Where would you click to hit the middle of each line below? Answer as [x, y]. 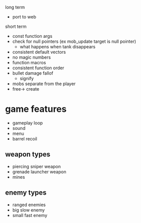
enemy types [26, 193]
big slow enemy [29, 210]
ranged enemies [29, 205]
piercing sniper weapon [36, 166]
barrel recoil [25, 138]
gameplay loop [28, 123]
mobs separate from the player [44, 84]
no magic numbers [32, 57]
